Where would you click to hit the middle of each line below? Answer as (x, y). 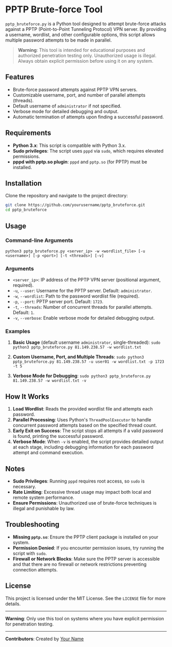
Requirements (28, 133)
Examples (18, 331)
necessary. (24, 487)
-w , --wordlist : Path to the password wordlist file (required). (76, 296)
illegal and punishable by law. (44, 509)
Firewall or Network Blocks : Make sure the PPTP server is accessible (86, 559)
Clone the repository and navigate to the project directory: (67, 196)
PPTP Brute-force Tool (54, 10)
